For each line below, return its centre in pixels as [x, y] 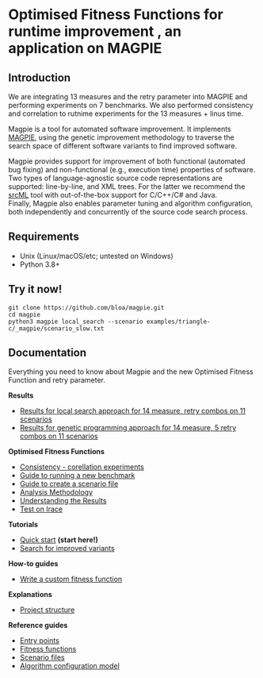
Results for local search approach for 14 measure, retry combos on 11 [133, 411]
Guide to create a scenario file [69, 484]
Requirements [44, 237]
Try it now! [35, 289]
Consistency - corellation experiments [82, 467]
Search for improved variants [67, 549]
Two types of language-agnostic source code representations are [116, 178]
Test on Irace [41, 509]
